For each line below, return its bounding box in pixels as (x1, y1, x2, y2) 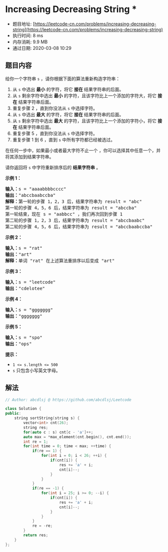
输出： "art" (5, 251, 32, 257)
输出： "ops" (5, 341, 32, 347)
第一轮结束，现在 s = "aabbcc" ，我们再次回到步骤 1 (5, 211, 123, 217)
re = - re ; (32, 523, 53, 528)
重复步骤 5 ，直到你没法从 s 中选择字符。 (12, 130, 98, 136)
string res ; (23, 425, 49, 430)
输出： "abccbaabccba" (5, 192, 56, 198)
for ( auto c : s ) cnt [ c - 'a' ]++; (23, 430, 94, 435)
